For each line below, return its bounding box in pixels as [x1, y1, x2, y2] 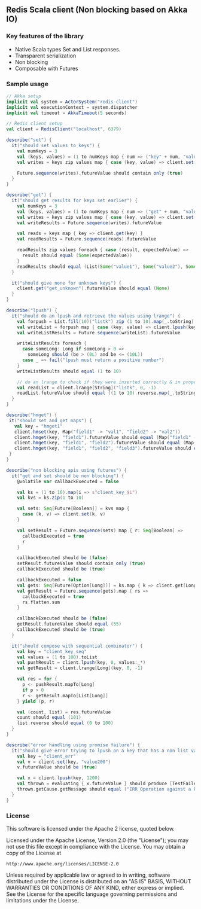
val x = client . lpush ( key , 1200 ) [17, 775, 100, 781]
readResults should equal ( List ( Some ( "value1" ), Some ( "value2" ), [17, 263, 184, 270]
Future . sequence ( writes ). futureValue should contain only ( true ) [17, 170, 184, 176]
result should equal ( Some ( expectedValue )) [22, 252, 133, 259]
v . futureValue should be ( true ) [17, 764, 98, 770]
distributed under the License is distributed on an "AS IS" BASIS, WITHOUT [6, 878, 191, 885]
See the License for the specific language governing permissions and [6, 890, 178, 898]
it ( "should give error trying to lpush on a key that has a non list [11, 748, 188, 754]
